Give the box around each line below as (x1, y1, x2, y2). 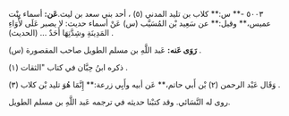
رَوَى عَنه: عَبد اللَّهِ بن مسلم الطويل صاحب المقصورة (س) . (8, 45, 202, 55)
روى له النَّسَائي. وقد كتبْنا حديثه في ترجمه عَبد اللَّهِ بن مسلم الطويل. (8, 96, 231, 107)
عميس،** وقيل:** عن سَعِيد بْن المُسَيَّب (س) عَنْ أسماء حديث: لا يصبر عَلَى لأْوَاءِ (8, 18, 272, 29)
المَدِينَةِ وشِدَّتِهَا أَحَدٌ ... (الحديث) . (8, 28, 114, 37)
